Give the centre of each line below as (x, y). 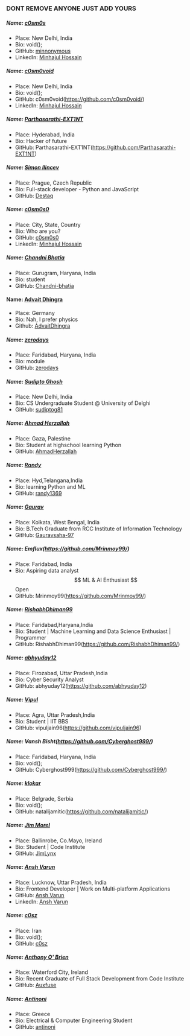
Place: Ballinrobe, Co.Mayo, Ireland (59, 841)
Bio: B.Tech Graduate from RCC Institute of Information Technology (98, 529)
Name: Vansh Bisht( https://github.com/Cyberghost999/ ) (80, 742)
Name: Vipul (22, 700)
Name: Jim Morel (28, 825)
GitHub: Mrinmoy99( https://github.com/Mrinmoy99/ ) (81, 596)
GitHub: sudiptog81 (39, 409)
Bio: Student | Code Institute (50, 847)
